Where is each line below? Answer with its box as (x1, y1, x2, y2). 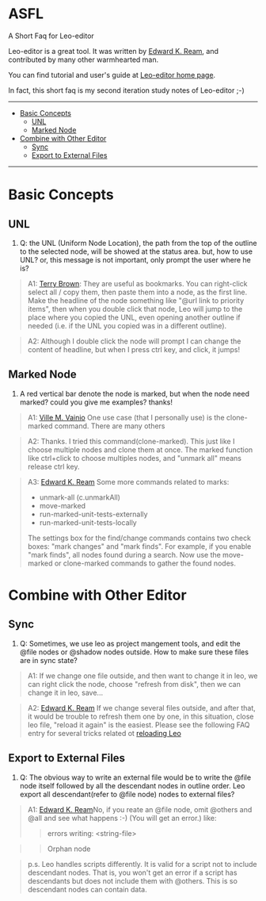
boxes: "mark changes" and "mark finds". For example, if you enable (27, 541, 252, 551)
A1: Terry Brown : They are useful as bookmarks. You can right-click (27, 278, 248, 288)
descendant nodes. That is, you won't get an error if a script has (27, 868, 237, 877)
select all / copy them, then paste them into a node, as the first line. (27, 287, 248, 297)
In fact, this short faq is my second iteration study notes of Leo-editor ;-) (8, 85, 245, 95)
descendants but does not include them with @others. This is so (27, 876, 237, 885)
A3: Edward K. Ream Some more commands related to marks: (27, 477, 230, 486)
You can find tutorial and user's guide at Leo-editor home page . (8, 70, 216, 79)
